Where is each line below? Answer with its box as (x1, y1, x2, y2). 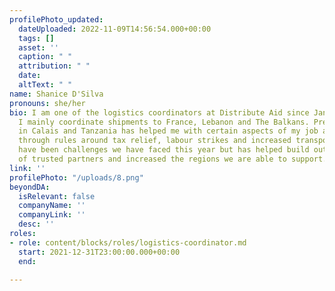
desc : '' (18, 219, 55, 230)
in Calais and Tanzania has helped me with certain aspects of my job (18, 126, 319, 136)
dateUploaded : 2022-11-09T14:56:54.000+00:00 (18, 24, 212, 34)
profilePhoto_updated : (9, 14, 104, 25)
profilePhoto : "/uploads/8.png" (9, 172, 144, 183)
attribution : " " (18, 61, 91, 71)
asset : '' (18, 42, 59, 53)
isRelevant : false (18, 191, 96, 201)
